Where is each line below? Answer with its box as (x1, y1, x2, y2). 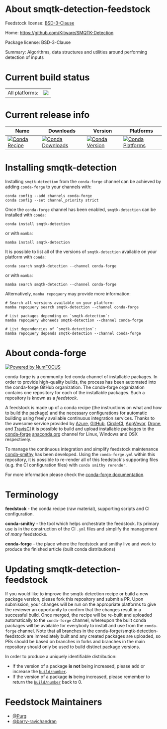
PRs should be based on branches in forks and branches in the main (5, 638, 145, 644)
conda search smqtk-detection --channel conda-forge (5, 263, 117, 268)
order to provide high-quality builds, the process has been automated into (5, 379, 157, 385)
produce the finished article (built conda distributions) (5, 546, 116, 552)
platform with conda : (5, 253, 46, 260)
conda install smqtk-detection (5, 221, 70, 227)
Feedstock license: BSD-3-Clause (5, 20, 75, 26)
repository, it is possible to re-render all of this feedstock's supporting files (5, 457, 158, 463)
